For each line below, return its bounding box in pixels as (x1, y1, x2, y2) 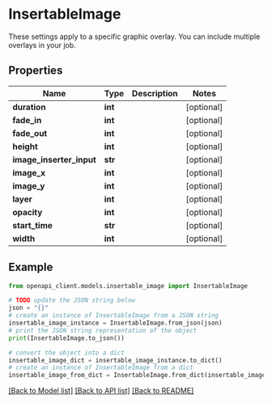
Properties (8, 64, 63, 78)
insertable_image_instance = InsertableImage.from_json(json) (8, 319, 223, 328)
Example (8, 261, 53, 274)
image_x (12, 167, 46, 178)
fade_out (12, 127, 48, 138)
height (12, 141, 38, 152)
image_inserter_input (12, 154, 97, 165)
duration (12, 101, 46, 112)
